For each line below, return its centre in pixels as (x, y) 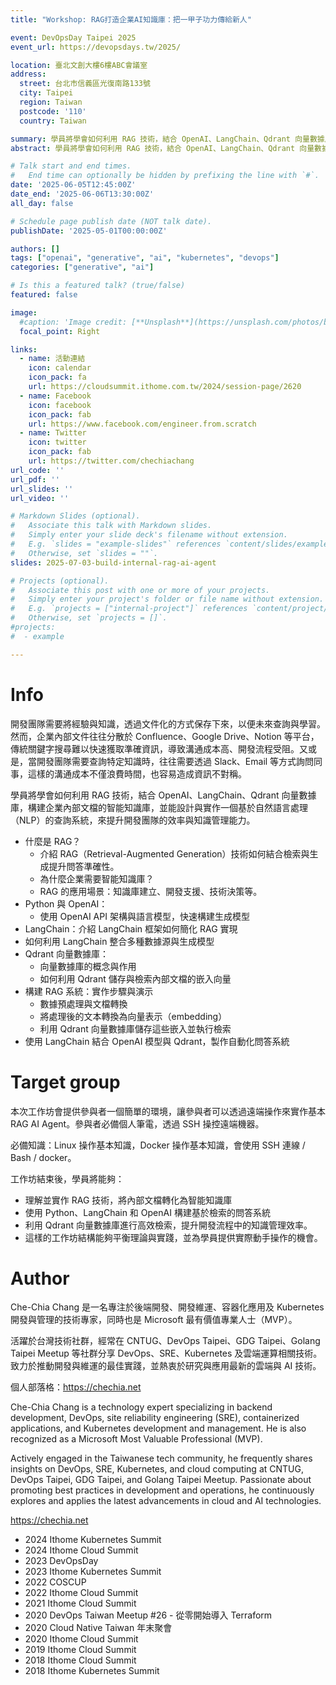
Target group (65, 1082)
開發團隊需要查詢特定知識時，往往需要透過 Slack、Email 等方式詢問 (175, 761)
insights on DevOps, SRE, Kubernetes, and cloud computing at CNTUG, (157, 1469)
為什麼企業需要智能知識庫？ (97, 878)
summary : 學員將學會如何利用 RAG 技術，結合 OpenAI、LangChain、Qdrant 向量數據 (167, 139)
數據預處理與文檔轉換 (83, 1003)
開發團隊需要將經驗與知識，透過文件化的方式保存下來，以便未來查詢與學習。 (168, 723)
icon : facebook (60, 405)
